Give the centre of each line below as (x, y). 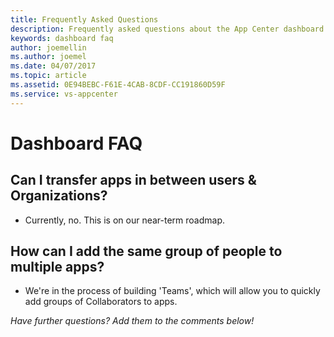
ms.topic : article (48, 76)
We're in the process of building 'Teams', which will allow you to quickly (172, 291)
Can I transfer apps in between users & (133, 180)
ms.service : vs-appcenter (64, 94)
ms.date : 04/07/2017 (53, 66)
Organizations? (59, 196)
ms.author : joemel (48, 57)
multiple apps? (57, 267)
